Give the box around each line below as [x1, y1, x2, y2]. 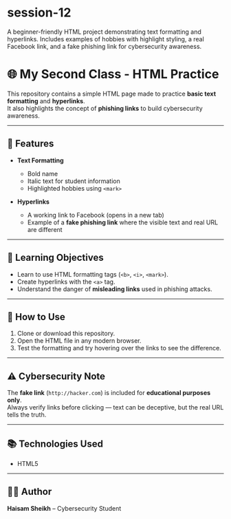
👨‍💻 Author [7, 486, 52, 498]
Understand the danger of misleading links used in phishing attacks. [16, 284, 212, 293]
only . [7, 396, 22, 404]
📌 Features [7, 138, 54, 149]
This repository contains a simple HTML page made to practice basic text [7, 89, 217, 98]
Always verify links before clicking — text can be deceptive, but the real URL [7, 403, 224, 412]
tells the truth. [7, 411, 47, 419]
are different [27, 225, 63, 233]
